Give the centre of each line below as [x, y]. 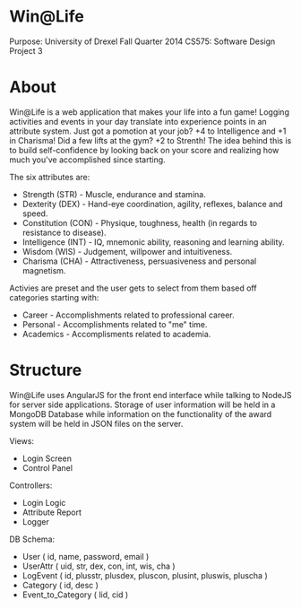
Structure [46, 370]
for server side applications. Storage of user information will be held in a [142, 405]
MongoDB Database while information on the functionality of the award [141, 413]
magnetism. [44, 270]
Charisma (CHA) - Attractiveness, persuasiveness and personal [139, 261]
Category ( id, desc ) [60, 585]
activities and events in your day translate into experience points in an [138, 121]
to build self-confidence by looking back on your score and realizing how [144, 150]
